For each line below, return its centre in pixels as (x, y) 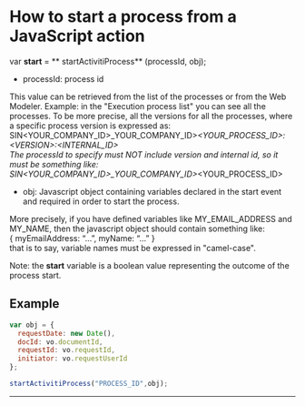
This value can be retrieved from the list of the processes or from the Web (148, 96)
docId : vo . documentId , (60, 342)
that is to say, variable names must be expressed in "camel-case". (133, 248)
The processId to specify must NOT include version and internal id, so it (144, 154)
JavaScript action (77, 36)
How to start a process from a (123, 17)
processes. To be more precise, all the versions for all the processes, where (151, 116)
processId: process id (63, 78)
